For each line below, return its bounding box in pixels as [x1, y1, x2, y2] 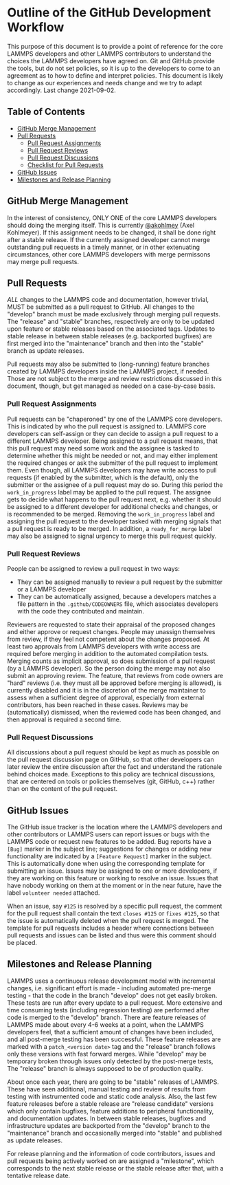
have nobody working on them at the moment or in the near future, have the [7, 882, 222, 890]
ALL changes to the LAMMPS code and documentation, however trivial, [7, 296, 209, 304]
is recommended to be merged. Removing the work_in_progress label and [7, 510, 215, 518]
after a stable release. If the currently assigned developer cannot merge [7, 235, 211, 243]
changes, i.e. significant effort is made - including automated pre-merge [7, 983, 211, 992]
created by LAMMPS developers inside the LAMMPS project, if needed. [7, 367, 209, 376]
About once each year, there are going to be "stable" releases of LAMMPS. [7, 1078, 220, 1086]
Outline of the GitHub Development [7, 5, 211, 21]
